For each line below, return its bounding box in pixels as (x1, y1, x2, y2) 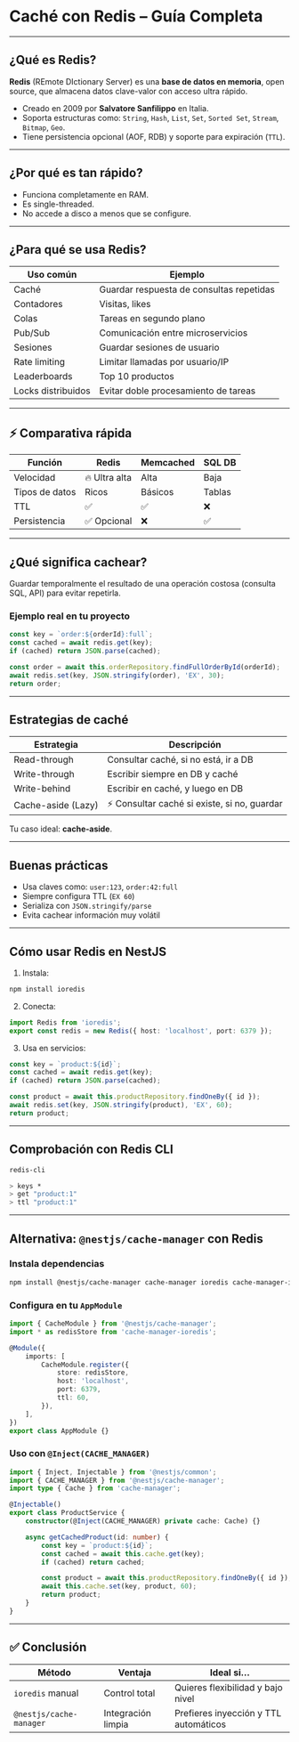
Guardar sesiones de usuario (99, 341, 220, 353)
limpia (103, 1718, 129, 1730)
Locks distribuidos (13, 385, 91, 397)
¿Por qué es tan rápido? (9, 166, 143, 181)
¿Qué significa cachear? (9, 555, 148, 570)
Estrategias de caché (9, 712, 129, 727)
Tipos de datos (13, 486, 77, 498)
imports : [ (25, 1351, 66, 1361)
